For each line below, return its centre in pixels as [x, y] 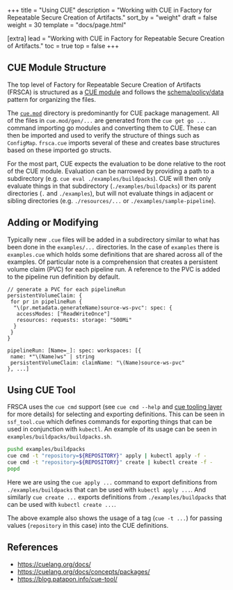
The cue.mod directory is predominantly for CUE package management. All [113, 113]
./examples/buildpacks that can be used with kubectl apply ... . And [107, 489]
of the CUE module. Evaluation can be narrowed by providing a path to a [111, 171]
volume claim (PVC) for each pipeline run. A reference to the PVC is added [114, 269]
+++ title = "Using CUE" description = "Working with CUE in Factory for [110, 10]
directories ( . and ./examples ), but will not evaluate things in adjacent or [110, 193]
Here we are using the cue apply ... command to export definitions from [112, 482]
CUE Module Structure [57, 68]
